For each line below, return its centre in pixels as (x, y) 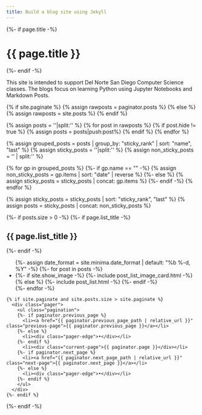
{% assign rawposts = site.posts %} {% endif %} (67, 113)
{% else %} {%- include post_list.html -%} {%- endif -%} (86, 282)
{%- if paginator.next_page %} (57, 353)
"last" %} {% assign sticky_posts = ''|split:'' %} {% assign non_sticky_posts (100, 150)
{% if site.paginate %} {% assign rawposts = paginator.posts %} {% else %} (101, 107)
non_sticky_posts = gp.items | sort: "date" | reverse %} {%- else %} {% (95, 174)
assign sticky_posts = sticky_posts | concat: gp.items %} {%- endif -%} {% (100, 181)
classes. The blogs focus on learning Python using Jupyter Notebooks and (99, 89)
